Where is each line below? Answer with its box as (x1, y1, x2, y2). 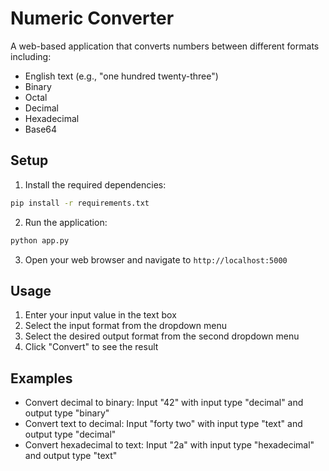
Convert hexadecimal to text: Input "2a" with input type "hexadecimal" (24, 439, 315, 451)
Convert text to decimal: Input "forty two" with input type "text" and (24, 418, 303, 430)
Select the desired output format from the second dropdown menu (24, 330, 300, 342)
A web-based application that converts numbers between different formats (10, 40, 320, 52)
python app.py (10, 235, 70, 246)
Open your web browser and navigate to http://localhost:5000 (24, 253, 288, 266)
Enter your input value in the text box (24, 309, 177, 321)
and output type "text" (24, 450, 118, 462)
